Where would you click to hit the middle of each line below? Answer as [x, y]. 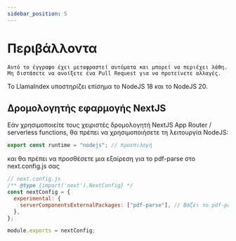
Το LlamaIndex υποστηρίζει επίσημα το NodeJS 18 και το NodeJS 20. [108, 86]
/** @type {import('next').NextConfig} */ [70, 186]
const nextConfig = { [39, 192]
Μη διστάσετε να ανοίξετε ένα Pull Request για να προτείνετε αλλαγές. [114, 73]
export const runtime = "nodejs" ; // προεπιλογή [80, 145]
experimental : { [37, 198]
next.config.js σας [33, 166]
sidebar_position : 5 [38, 14]
